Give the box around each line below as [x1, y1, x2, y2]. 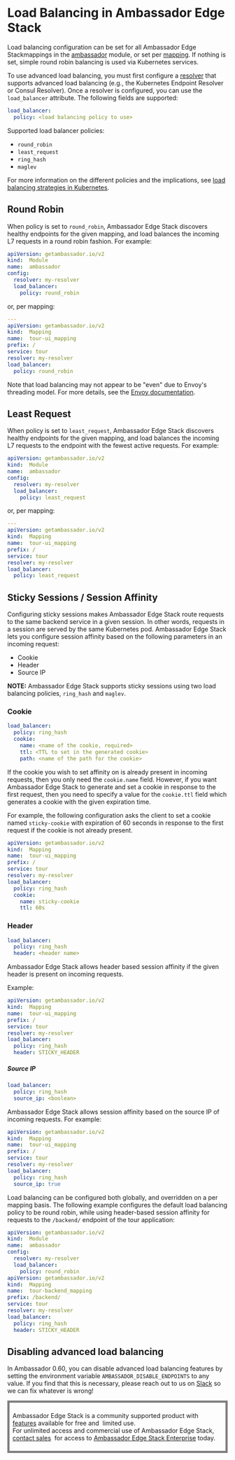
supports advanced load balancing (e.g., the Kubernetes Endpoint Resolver [7, 78, 224, 87]
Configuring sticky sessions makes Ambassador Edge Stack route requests [7, 610, 225, 618]
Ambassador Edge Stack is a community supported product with [13, 1412, 199, 1420]
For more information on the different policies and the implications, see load [7, 176, 226, 184]
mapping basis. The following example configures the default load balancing [7, 1200, 228, 1209]
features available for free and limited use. [13, 1419, 136, 1428]
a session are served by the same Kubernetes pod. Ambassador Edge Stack [7, 625, 227, 634]
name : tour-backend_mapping [7, 1287, 92, 1295]
